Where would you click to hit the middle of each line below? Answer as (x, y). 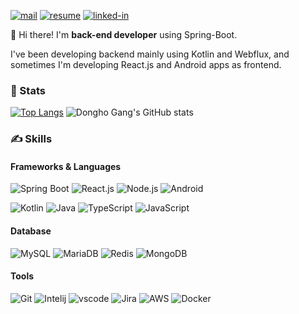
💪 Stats (28, 90)
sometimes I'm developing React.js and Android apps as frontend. (146, 64)
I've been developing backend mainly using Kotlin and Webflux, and (150, 54)
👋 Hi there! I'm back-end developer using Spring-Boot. (124, 34)
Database (31, 231)
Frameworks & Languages (66, 166)
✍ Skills (31, 139)
